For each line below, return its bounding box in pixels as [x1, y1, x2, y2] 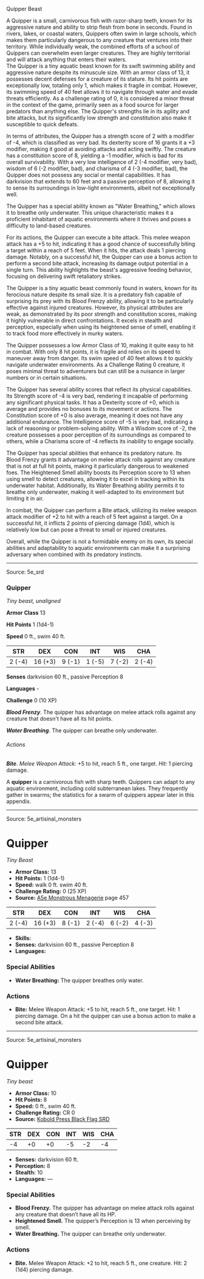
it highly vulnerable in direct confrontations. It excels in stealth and [6, 317, 173, 324]
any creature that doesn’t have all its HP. [15, 1211, 117, 1218]
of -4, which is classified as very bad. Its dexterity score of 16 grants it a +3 [6, 139, 195, 146]
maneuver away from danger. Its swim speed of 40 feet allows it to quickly [6, 355, 193, 362]
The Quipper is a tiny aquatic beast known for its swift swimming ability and [6, 62, 195, 69]
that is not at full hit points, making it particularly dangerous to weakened [6, 463, 189, 469]
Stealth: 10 [15, 1169, 43, 1176]
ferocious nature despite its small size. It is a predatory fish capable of [6, 291, 182, 298]
